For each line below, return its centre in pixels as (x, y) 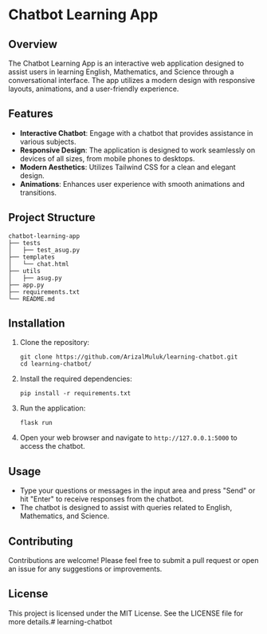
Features (31, 114)
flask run (36, 423)
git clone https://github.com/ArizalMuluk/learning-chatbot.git (129, 357)
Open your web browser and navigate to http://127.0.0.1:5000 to (128, 438)
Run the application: (53, 408)
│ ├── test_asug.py (44, 250)
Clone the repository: (55, 343)
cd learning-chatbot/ (55, 364)
